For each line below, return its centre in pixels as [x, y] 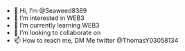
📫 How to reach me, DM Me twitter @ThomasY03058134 [96, 40]
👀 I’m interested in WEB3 [49, 18]
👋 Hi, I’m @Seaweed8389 [50, 11]
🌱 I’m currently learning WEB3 [56, 25]
